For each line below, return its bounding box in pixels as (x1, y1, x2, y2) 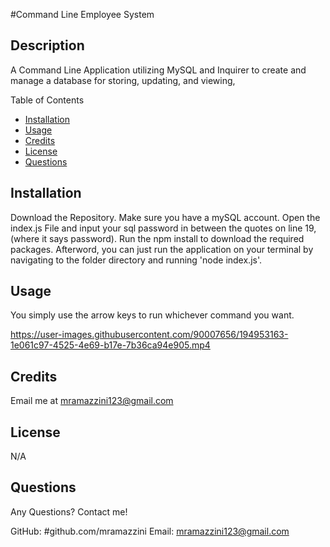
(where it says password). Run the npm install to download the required (10, 232, 305, 244)
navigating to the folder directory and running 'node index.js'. (10, 254, 263, 266)
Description (10, 37, 85, 54)
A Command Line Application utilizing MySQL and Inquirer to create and (10, 64, 307, 76)
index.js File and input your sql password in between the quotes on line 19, (10, 222, 317, 234)
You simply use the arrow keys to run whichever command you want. (10, 309, 295, 321)
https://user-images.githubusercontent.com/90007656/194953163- (10, 329, 289, 341)
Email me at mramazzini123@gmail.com (10, 395, 174, 407)
